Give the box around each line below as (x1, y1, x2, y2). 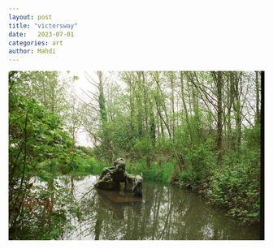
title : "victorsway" (8, 21, 79, 30)
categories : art (8, 39, 63, 47)
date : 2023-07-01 (8, 30, 75, 38)
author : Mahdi (8, 47, 57, 56)
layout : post (8, 13, 53, 21)
